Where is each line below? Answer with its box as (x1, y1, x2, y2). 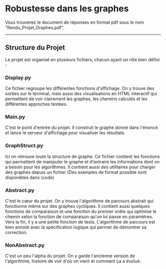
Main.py (5, 113, 26, 120)
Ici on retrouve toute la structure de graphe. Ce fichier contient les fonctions (5, 154, 160, 159)
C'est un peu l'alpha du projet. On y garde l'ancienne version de (5, 253, 135, 259)
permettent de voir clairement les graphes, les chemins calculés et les (5, 96, 148, 102)
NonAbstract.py (5, 241, 45, 248)
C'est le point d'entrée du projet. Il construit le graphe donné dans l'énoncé (5, 124, 158, 131)
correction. (5, 229, 28, 235)
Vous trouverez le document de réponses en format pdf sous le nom (5, 19, 144, 25)
